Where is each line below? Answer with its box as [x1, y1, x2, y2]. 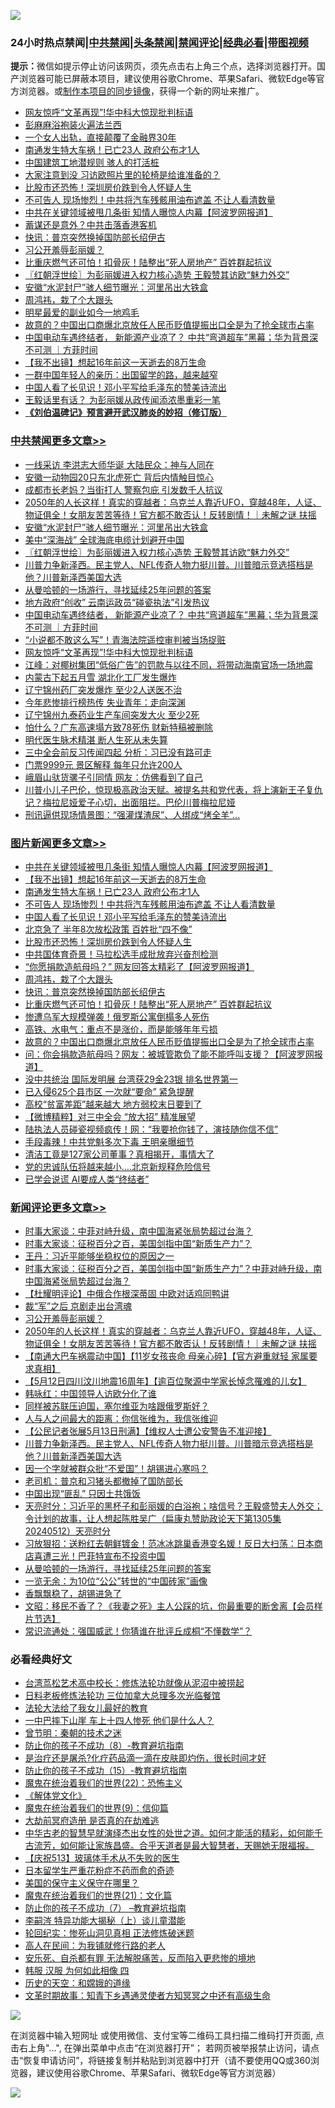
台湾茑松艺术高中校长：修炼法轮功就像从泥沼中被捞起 [24, 1677, 245, 1689]
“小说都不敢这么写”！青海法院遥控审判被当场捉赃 [24, 633, 227, 645]
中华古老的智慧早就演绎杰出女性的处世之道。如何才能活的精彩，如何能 [24, 1827, 315, 1839]
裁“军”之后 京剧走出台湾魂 [24, 1300, 133, 1312]
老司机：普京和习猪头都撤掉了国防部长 [24, 1475, 183, 1487]
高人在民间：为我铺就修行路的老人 [24, 1940, 166, 1952]
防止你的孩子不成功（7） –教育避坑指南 [24, 1902, 187, 1914]
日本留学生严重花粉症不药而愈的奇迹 [24, 1865, 175, 1877]
